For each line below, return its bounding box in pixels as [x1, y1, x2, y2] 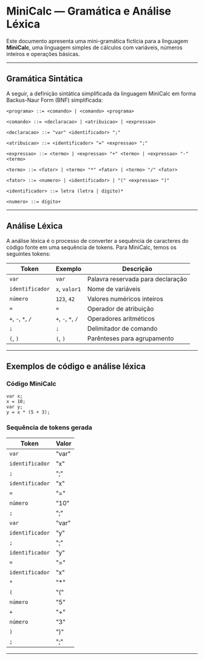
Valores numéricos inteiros [87, 294, 164, 303]
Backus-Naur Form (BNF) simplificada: [6, 96, 103, 104]
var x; [6, 393, 23, 399]
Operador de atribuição [87, 304, 154, 313]
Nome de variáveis [87, 284, 141, 293]
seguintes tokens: [6, 250, 51, 257]
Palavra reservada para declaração [87, 275, 187, 283]
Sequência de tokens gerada [6, 423, 93, 432]
